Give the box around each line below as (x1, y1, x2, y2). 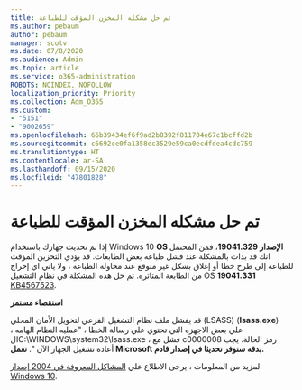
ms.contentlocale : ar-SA (10, 155, 104, 165)
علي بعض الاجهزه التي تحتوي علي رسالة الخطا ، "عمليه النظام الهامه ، (10, 324, 243, 335)
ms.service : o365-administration (10, 72, 136, 81)
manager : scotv (10, 38, 68, 48)
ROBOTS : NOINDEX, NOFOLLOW (10, 80, 112, 89)
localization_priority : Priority (10, 88, 136, 97)
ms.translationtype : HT (10, 147, 100, 156)
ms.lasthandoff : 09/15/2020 (10, 164, 116, 173)
